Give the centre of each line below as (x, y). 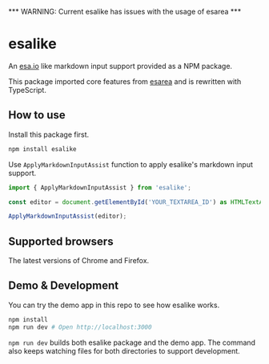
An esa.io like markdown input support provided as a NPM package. (120, 66)
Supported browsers (61, 241)
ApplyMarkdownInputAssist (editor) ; (68, 216)
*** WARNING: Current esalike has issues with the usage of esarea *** (125, 12)
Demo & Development (64, 286)
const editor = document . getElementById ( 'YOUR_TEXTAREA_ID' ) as (118, 202)
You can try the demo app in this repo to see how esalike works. (114, 305)
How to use (37, 115)
